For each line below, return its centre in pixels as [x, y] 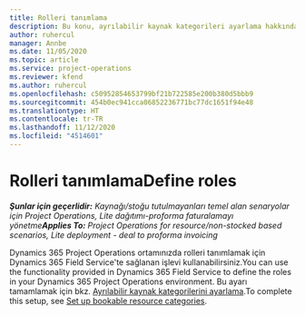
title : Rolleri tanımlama [58, 18]
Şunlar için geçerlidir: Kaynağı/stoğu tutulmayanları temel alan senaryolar [150, 206]
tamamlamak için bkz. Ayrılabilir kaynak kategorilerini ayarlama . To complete [151, 290]
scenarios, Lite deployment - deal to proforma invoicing [113, 235]
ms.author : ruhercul [49, 85]
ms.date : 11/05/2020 [49, 52]
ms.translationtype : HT [54, 111]
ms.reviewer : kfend [46, 77]
